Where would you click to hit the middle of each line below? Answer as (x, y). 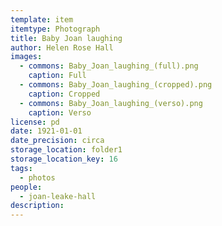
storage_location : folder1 (66, 150)
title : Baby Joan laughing (66, 38)
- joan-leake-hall (58, 196)
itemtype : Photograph (55, 29)
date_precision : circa (57, 141)
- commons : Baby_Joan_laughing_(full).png (109, 66)
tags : (21, 168)
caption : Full (57, 76)
